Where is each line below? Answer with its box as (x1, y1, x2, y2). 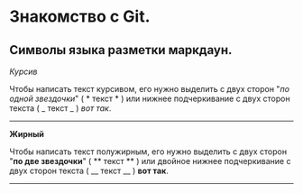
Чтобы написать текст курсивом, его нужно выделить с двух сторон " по (9, 84, 290, 94)
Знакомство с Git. (9, 6, 151, 27)
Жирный (9, 129, 45, 139)
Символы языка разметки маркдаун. (9, 42, 233, 58)
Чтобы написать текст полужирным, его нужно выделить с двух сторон (9, 146, 287, 157)
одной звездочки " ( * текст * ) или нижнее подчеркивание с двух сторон (9, 93, 290, 104)
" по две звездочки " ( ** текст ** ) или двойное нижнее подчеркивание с (9, 156, 291, 166)
